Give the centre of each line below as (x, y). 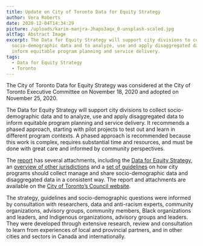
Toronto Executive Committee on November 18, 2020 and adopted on (93, 92)
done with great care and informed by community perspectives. (85, 148)
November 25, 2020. (32, 98)
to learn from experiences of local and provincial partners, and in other (94, 230)
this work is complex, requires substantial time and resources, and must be (100, 142)
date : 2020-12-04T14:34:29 (40, 23)
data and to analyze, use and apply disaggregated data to (112, 116)
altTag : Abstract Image (36, 35)
